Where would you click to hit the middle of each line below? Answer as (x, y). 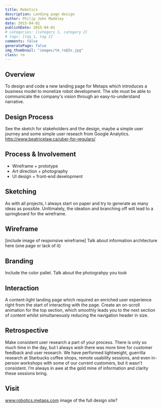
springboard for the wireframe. (36, 213)
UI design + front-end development (47, 176)
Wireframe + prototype (35, 166)
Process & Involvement (40, 154)
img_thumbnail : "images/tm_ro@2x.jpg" (44, 50)
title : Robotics (21, 9)
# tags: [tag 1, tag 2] (29, 37)
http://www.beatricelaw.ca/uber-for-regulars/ (50, 139)
